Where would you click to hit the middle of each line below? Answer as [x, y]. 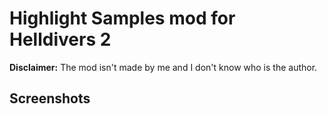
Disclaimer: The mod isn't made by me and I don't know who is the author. [163, 67]
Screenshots [50, 98]
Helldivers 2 [60, 39]
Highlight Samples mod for [122, 18]
